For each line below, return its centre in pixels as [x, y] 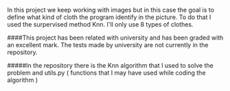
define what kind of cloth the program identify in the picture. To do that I [109, 17]
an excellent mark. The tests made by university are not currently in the [108, 45]
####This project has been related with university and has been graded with [115, 38]
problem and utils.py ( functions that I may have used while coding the [106, 73]
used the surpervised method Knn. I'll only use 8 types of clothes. [100, 24]
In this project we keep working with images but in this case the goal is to [111, 10]
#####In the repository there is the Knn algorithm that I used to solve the [111, 65]
